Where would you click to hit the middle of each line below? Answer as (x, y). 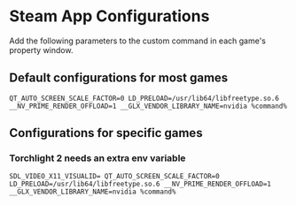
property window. (41, 49)
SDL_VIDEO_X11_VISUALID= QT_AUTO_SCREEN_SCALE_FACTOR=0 (114, 177)
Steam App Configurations (109, 16)
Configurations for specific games (106, 133)
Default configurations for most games (119, 78)
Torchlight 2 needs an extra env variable (97, 158)
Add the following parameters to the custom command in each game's (137, 41)
